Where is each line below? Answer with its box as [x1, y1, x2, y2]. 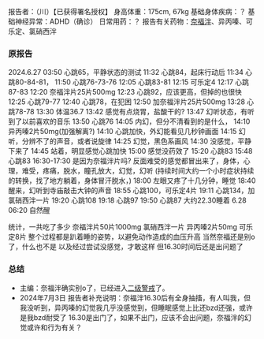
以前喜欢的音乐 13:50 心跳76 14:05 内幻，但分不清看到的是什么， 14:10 [21, 117, 251, 126]
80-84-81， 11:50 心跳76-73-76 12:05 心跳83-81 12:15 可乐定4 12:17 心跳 [14, 77, 250, 87]
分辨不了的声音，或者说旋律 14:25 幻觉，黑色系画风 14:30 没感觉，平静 [21, 136, 252, 146]
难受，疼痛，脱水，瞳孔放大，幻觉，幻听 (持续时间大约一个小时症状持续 [21, 166, 255, 176]
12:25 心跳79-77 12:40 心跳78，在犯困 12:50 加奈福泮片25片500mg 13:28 [8, 97, 246, 106]
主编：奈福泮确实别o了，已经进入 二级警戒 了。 [19, 283, 169, 292]
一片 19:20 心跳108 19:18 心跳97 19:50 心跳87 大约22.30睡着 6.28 [35, 196, 247, 205]
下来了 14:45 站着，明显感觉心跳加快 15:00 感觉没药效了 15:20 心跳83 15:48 [8, 147, 253, 156]
